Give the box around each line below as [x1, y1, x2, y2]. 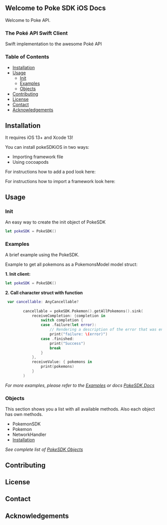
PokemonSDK [12, 421, 41, 427]
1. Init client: [5, 271, 31, 277]
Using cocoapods [12, 159, 49, 165]
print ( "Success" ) [49, 341, 85, 346]
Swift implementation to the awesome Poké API [5, 41, 102, 47]
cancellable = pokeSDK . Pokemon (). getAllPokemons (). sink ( [23, 309, 143, 314]
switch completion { [40, 318, 83, 323]
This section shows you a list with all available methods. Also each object [5, 406, 155, 412]
